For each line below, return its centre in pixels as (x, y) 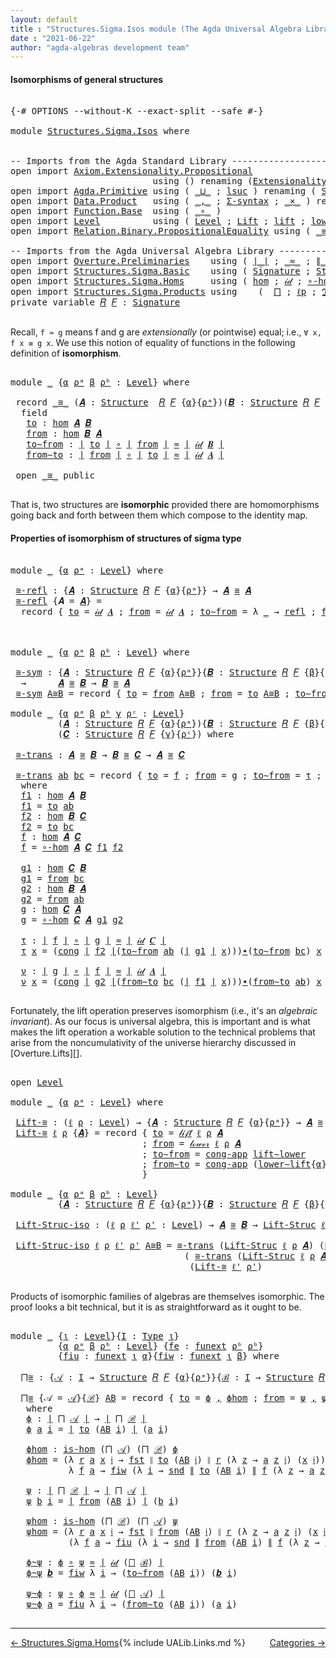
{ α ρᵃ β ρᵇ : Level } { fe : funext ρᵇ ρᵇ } (160, 1345)
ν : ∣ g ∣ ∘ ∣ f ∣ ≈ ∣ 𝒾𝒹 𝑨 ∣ (93, 970)
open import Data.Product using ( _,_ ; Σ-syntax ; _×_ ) (161, 201)
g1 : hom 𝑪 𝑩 (53, 867)
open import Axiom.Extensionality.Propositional (131, 171)
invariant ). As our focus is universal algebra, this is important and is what (160, 1021)
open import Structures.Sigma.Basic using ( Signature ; (161, 271)
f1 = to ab (47, 805)
